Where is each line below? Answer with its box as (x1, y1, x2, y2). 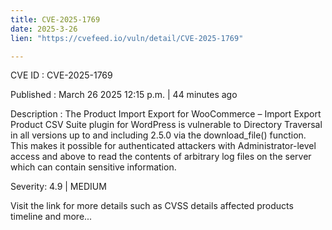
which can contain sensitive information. (10, 161, 177, 173)
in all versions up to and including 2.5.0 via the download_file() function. (10, 129, 307, 141)
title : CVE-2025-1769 (10, 14, 101, 25)
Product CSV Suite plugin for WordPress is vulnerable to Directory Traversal (10, 119, 323, 131)
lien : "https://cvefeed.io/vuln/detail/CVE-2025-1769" (10, 33, 244, 43)
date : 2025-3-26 (10, 24, 78, 34)
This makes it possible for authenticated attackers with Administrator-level (10, 140, 317, 152)
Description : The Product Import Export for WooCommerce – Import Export (10, 108, 322, 120)
